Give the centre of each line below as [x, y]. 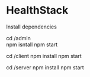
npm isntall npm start [32, 44]
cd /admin [18, 38]
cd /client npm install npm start [44, 56]
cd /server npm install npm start [45, 67]
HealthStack [37, 10]
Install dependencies [32, 27]
